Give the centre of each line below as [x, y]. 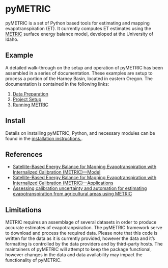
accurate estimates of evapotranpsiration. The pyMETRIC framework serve [84, 228]
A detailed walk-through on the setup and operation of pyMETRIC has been [84, 67]
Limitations [23, 210]
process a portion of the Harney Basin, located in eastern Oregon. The [79, 78]
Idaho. [12, 39]
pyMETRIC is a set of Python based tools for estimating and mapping [78, 23]
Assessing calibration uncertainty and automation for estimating [80, 188]
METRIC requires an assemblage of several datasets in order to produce [81, 222]
